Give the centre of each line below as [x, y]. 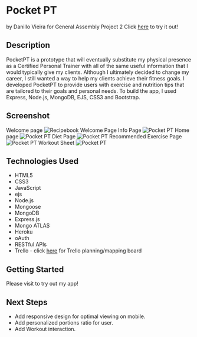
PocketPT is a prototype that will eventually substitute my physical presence [99, 59]
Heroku [24, 232]
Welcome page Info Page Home [98, 130]
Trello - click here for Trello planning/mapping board [78, 251]
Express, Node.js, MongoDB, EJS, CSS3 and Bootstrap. [73, 97]
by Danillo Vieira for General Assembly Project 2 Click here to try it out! [92, 27]
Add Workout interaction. [45, 329]
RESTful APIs [31, 244]
